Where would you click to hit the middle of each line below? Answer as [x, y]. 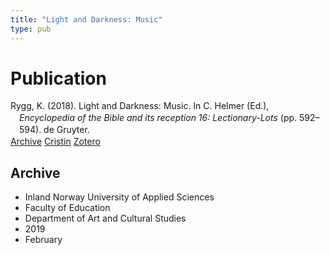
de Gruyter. [66, 130]
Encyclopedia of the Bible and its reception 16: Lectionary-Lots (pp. [158, 118]
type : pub [31, 29]
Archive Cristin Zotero [55, 142]
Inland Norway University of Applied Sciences [119, 197]
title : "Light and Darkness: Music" [86, 19]
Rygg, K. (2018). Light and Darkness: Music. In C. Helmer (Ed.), [140, 106]
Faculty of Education [67, 207]
